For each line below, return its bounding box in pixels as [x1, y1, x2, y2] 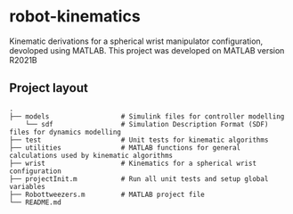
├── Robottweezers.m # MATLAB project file [9, 190, 205, 199]
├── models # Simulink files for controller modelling [9, 111, 285, 121]
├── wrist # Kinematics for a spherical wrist [9, 159, 256, 168]
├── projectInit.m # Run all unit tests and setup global [9, 174, 269, 184]
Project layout [9, 80, 89, 95]
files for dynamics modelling [9, 128, 122, 136]
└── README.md [9, 198, 62, 207]
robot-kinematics [9, 6, 141, 27]
